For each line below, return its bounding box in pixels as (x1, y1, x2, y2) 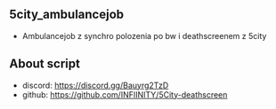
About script (9, 57, 80, 72)
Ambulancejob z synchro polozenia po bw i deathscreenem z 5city (21, 30, 267, 41)
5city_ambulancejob (9, 7, 125, 22)
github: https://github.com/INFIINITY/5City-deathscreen (21, 89, 228, 100)
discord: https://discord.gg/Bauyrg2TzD (21, 80, 169, 90)
